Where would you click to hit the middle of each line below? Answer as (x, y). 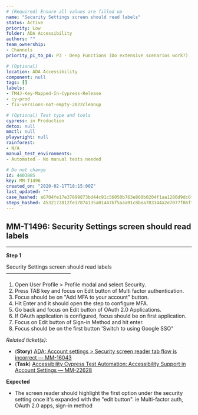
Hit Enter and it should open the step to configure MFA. (81, 303)
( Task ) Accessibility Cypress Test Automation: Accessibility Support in (100, 364)
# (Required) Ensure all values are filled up (64, 12)
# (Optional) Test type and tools (49, 115)
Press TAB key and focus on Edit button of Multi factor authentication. (99, 291)
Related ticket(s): (27, 340)
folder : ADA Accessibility (39, 34)
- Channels (19, 50)
